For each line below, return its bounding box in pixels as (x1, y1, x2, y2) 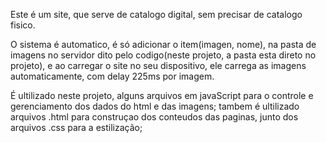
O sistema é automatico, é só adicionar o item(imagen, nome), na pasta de (10, 39, 317, 50)
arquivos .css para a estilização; (10, 122, 143, 133)
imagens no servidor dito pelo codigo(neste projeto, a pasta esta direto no (10, 49, 317, 61)
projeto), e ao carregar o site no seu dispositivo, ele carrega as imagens (10, 60, 307, 71)
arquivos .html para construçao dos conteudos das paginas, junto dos (10, 111, 299, 123)
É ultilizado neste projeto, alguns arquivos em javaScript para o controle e (10, 90, 314, 101)
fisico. (10, 19, 36, 31)
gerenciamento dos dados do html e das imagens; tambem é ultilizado (10, 100, 300, 112)
